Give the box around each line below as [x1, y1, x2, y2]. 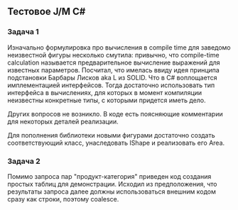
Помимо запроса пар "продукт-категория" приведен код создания [7, 172, 212, 180]
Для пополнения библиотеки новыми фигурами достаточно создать [7, 131, 215, 139]
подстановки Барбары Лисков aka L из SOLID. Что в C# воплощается [7, 73, 217, 82]
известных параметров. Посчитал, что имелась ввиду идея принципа [7, 65, 220, 74]
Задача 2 [7, 156, 40, 166]
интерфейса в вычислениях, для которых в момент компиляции [7, 88, 202, 96]
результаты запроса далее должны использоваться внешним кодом [7, 187, 217, 196]
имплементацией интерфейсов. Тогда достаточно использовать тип [7, 81, 215, 89]
